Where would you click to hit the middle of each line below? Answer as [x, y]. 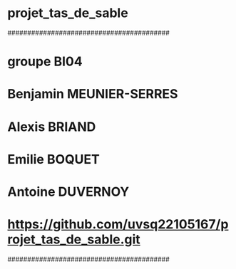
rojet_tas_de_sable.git [74, 239]
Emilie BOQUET [53, 159]
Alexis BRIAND [52, 127]
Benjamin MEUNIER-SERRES [93, 94]
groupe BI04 [45, 62]
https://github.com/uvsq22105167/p [118, 225]
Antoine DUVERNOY [68, 192]
